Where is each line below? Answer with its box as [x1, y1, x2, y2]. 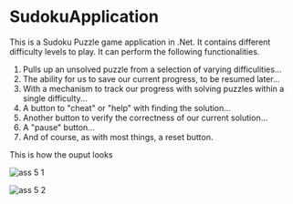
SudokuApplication [9, 6, 160, 27]
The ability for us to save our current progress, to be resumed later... [22, 73, 280, 84]
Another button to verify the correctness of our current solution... [22, 112, 268, 123]
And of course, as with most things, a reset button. [22, 131, 214, 142]
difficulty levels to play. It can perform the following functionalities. [9, 46, 260, 56]
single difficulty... [22, 93, 89, 104]
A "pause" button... [22, 121, 96, 133]
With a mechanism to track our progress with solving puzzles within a [22, 83, 285, 94]
